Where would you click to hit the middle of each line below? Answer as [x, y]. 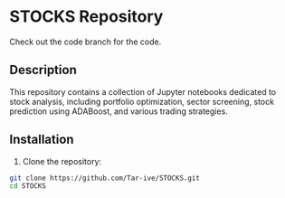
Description [43, 70]
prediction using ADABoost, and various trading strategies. [119, 111]
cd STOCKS [28, 186]
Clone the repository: [62, 161]
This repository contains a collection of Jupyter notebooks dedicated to [143, 91]
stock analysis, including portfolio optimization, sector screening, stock [142, 101]
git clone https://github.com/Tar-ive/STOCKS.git [105, 178]
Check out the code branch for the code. [85, 42]
